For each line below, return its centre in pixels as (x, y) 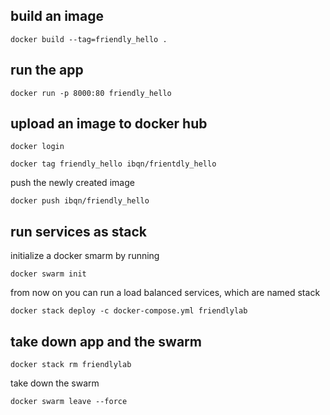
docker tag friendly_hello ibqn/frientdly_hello (113, 164)
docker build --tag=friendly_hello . (89, 39)
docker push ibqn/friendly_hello (80, 201)
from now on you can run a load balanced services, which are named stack (165, 293)
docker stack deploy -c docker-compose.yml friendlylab (129, 311)
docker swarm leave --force (69, 402)
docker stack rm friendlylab (71, 365)
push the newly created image (72, 183)
